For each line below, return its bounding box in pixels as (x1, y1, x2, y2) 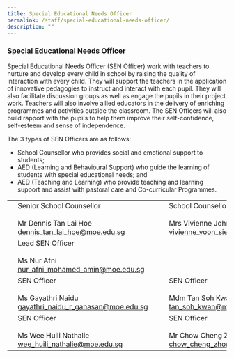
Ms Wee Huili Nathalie (17, 330, 90, 340)
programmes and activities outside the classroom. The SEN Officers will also (7, 106, 227, 115)
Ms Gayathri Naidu (17, 293, 79, 303)
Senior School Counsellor (17, 201, 101, 210)
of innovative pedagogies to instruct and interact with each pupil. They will (7, 84, 221, 93)
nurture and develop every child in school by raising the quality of (7, 69, 196, 77)
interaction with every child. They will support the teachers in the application (7, 77, 227, 85)
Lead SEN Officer (17, 238, 75, 248)
